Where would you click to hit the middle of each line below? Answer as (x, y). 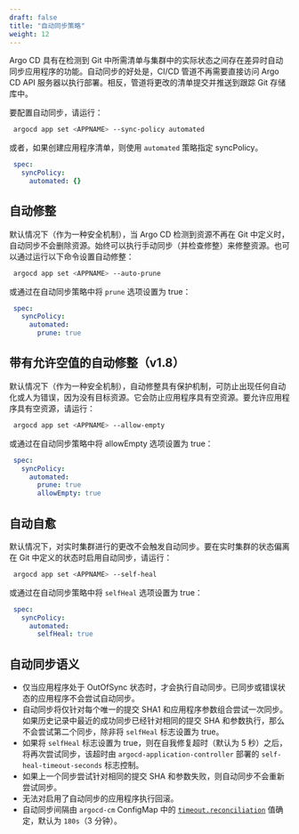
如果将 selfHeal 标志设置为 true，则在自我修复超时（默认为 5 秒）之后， (154, 743)
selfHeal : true (65, 634)
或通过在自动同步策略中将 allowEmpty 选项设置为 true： (111, 443)
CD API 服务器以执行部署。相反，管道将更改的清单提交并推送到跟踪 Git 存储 (148, 83)
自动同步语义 (44, 664)
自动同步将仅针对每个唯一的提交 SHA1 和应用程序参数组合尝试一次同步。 (154, 709)
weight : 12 (29, 34)
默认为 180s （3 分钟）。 (80, 821)
